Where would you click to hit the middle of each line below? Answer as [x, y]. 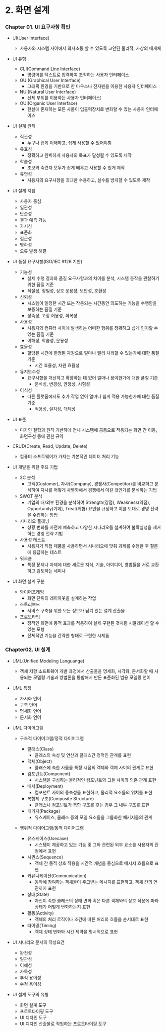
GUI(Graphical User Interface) [50, 81]
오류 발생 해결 [33, 251]
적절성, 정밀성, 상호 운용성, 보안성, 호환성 [67, 291]
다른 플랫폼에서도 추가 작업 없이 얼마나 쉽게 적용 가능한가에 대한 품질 [93, 396]
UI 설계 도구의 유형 [30, 994]
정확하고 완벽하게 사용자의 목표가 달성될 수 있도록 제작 [80, 155]
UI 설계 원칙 [24, 126]
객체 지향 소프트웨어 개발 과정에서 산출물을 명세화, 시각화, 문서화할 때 [86, 671]
